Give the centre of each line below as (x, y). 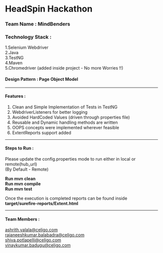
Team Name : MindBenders (38, 24)
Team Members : (22, 219)
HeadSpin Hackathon (49, 9)
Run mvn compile (23, 184)
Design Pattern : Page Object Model (42, 79)
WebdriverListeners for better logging (50, 112)
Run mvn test (19, 189)
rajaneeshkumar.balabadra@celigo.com (45, 235)
